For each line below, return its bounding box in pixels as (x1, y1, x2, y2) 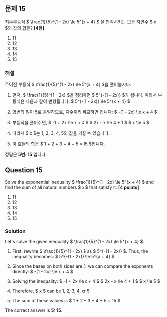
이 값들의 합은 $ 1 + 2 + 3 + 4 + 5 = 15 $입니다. (12, 141, 105, 147)
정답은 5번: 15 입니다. (5, 151, 47, 158)
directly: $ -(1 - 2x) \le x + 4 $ (12, 269, 73, 275)
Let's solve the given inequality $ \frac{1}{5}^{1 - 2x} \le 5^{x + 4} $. (5, 239, 144, 245)
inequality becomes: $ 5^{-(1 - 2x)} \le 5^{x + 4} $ (12, 254, 115, 260)
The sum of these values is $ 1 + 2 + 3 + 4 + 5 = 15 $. (12, 298, 122, 304)
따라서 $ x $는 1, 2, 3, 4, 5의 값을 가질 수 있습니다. (12, 130, 110, 136)
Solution (5, 228, 26, 235)
